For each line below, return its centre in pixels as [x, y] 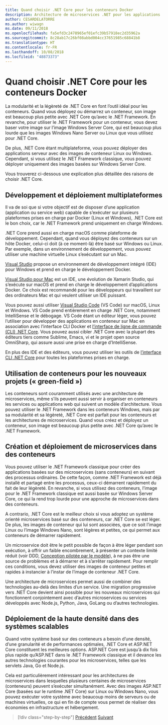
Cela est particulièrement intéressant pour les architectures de [70, 675]
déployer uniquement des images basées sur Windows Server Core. [76, 164]
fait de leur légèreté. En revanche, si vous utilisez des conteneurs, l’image [81, 488]
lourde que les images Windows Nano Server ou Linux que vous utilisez [79, 133]
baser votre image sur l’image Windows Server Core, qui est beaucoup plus [83, 128]
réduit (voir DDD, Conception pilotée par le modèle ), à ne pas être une [77, 556]
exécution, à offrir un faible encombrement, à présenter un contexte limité [81, 550]
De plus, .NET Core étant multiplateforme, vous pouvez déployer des [76, 148]
